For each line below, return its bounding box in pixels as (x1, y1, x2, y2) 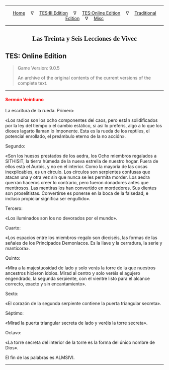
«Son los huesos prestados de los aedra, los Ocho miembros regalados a (5, 153, 157, 159)
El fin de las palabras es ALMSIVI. (5, 354, 75, 360)
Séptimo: (5, 310, 24, 316)
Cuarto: (5, 225, 21, 231)
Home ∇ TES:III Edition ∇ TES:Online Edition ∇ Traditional (12, 10, 157, 16)
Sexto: (5, 290, 19, 297)
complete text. (17, 80, 48, 86)
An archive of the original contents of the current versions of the (17, 75, 151, 81)
